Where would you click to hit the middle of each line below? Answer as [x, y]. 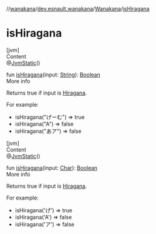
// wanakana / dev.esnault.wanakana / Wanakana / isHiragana [78, 9]
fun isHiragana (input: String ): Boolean [54, 75]
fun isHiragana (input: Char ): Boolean [52, 168]
